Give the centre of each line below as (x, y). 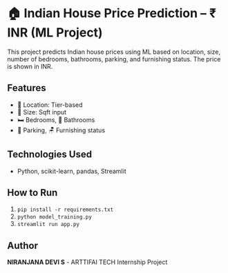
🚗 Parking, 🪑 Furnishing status (61, 130)
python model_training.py (54, 217)
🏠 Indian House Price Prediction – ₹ (112, 13)
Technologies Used (49, 155)
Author (22, 245)
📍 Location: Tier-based (50, 105)
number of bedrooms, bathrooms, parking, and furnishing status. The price (114, 59)
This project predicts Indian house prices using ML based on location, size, (114, 52)
